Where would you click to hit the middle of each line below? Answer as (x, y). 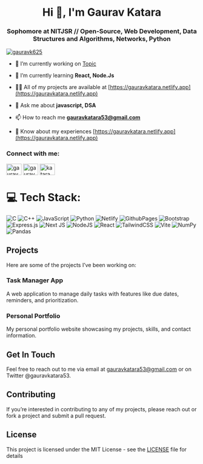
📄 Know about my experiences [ (55, 131)
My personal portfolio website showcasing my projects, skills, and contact (98, 329)
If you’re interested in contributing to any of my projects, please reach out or (101, 409)
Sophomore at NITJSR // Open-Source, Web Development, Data (102, 31)
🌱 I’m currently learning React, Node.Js (65, 76)
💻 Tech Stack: (44, 197)
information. (22, 336)
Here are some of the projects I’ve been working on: (71, 265)
